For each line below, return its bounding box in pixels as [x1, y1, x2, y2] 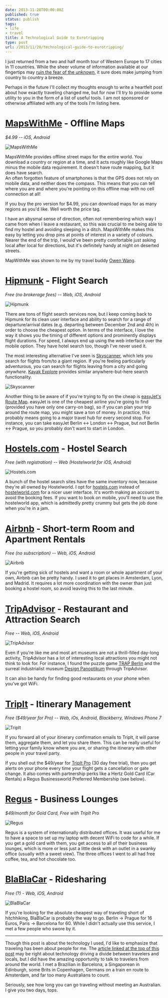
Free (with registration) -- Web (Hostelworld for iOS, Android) [5, 459, 131, 465]
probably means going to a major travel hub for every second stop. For [5, 415, 151, 421]
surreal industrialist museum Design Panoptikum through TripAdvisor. [5, 666, 148, 672]
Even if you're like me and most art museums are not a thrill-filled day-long [5, 650, 159, 656]
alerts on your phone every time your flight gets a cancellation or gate [5, 765, 149, 771]
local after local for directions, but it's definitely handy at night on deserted [5, 242, 159, 248]
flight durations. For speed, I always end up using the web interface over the [5, 337, 162, 343]
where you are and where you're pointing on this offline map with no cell [5, 185, 154, 191]
